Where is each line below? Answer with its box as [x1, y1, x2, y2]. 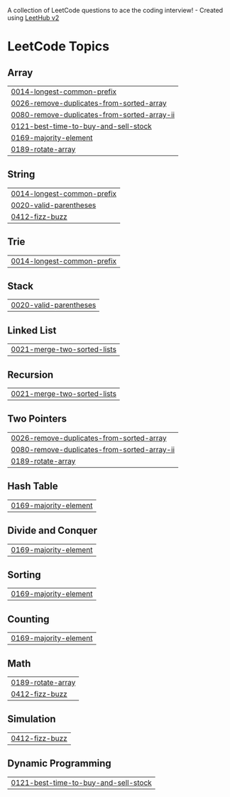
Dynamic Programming [7, 757, 111, 769]
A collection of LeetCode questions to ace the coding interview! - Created [7, 6, 224, 14]
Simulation [7, 713, 56, 725]
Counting [7, 613, 50, 625]
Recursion [7, 368, 54, 380]
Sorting [7, 568, 41, 581]
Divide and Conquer [7, 524, 98, 537]
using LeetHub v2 [7, 13, 60, 22]
